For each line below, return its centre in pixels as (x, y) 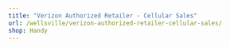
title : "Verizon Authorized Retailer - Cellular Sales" (103, 16)
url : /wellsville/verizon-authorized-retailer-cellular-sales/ (115, 23)
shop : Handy (28, 30)
